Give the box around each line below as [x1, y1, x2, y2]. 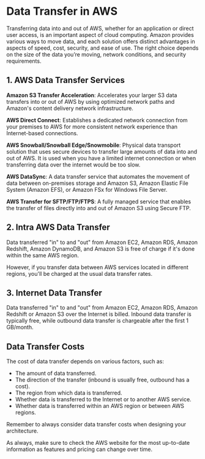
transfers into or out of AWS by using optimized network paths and [6, 98, 175, 105]
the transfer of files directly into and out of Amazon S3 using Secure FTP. [6, 204, 191, 211]
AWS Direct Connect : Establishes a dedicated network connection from [6, 116, 188, 124]
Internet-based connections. [6, 129, 78, 136]
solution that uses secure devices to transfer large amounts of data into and [6, 147, 198, 155]
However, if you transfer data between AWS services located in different [6, 263, 188, 271]
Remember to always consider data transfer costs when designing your [6, 421, 187, 428]
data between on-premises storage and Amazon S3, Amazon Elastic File [6, 179, 188, 187]
